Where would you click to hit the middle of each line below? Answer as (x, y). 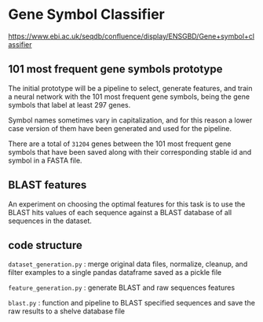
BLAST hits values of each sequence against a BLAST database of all (120, 212)
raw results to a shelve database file (67, 311)
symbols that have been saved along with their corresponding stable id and (130, 152)
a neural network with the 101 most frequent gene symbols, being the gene (129, 97)
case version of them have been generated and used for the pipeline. (120, 128)
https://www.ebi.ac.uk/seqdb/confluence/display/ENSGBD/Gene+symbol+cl (131, 36)
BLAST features (47, 185)
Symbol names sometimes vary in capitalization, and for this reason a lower (130, 120)
